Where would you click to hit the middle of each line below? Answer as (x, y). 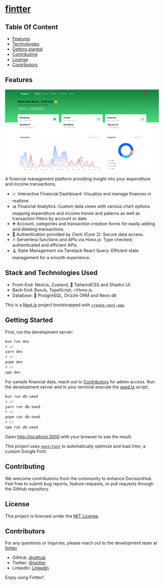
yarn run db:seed (23, 407)
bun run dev (17, 341)
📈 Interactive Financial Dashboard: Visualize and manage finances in (82, 194)
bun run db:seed (21, 397)
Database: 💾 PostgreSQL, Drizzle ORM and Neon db (64, 295)
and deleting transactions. (38, 229)
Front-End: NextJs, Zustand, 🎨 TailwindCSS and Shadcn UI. (72, 285)
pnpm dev (14, 362)
